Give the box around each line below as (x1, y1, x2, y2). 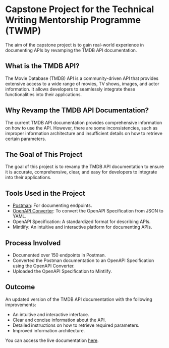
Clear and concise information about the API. (12, 317, 106, 323)
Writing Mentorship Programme (5, 14, 141, 26)
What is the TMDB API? (5, 62, 80, 70)
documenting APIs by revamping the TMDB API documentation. (5, 47, 137, 53)
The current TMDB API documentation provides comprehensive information (5, 119, 162, 125)
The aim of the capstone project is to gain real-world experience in (5, 41, 144, 48)
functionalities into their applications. (5, 91, 82, 97)
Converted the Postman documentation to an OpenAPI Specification (12, 257, 154, 264)
